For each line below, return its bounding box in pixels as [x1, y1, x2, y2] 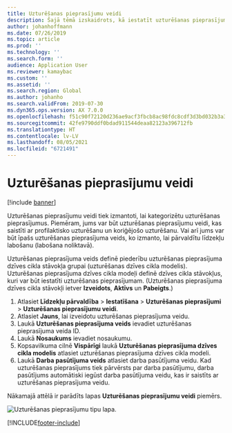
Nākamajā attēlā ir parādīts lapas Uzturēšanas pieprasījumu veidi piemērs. [7, 391, 222, 400]
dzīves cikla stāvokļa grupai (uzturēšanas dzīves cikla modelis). [7, 261, 188, 270]
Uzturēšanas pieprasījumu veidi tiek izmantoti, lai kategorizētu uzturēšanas [7, 211, 221, 220]
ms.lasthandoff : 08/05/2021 [7, 139, 88, 146]
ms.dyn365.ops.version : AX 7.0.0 [7, 107, 104, 114]
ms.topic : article [7, 36, 60, 43]
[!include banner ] [7, 198, 57, 206]
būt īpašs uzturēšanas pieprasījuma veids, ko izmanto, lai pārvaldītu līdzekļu [7, 233, 224, 242]
